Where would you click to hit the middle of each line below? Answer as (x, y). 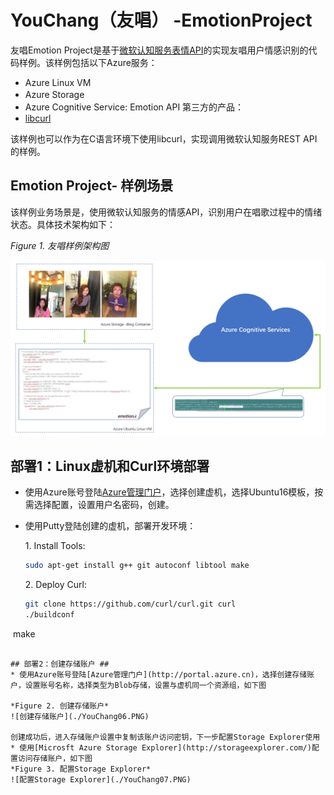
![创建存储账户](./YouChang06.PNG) (80, 716)
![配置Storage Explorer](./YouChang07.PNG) (101, 779)
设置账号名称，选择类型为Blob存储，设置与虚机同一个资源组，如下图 (145, 685)
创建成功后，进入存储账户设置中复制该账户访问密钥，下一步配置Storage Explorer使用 (165, 737)
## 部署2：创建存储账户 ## (60, 664)
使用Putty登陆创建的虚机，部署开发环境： (110, 526)
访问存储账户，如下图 (55, 758)
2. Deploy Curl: (55, 584)
